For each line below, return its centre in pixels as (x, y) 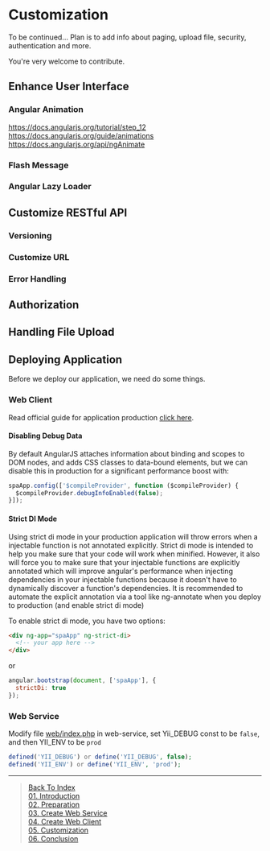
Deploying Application (65, 359)
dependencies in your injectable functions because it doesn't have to (123, 579)
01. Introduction (54, 795)
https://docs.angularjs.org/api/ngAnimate (77, 144)
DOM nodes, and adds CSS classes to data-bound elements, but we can (128, 462)
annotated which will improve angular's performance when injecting (121, 571)
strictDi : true (41, 688)
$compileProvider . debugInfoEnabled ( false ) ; (89, 493)
